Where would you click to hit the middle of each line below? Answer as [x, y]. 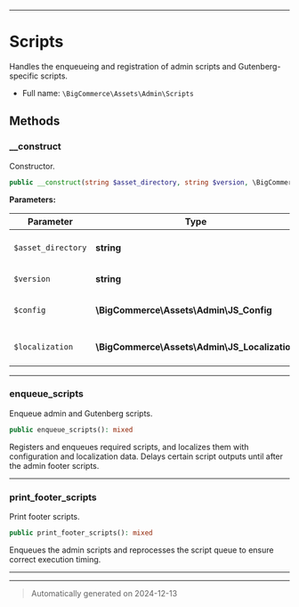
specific [24, 76]
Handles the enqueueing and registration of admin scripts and [123, 66]
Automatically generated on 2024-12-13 [104, 593]
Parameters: [32, 199]
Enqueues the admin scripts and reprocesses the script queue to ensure [141, 550]
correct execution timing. [55, 559]
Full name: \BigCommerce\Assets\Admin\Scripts [108, 93]
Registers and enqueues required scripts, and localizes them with [129, 447]
